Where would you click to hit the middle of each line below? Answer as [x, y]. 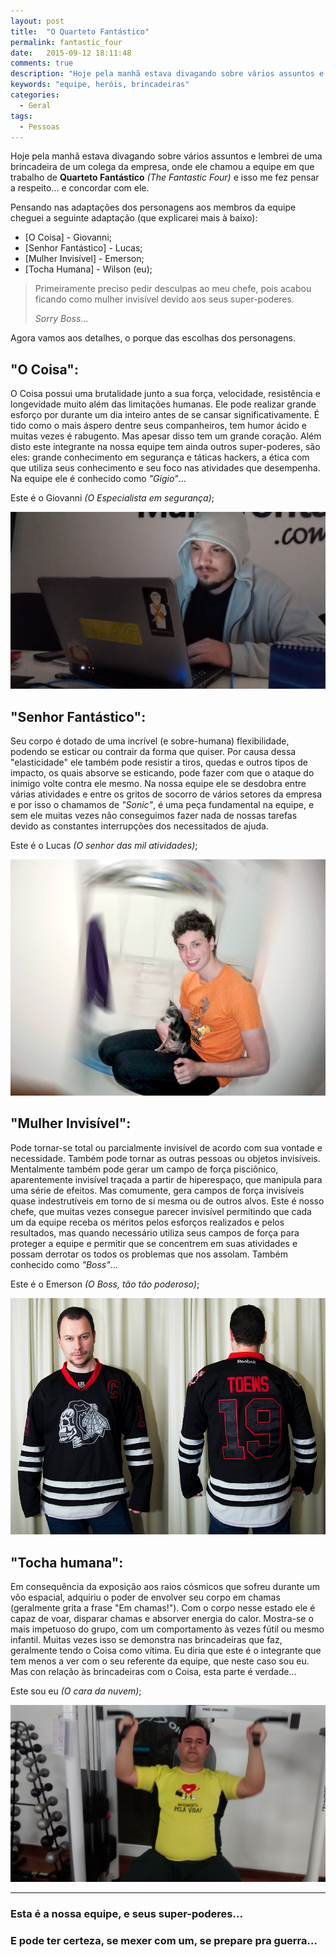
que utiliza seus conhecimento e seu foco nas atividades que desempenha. [165, 468]
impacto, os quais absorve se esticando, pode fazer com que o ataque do [162, 773]
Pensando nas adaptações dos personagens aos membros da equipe [153, 207]
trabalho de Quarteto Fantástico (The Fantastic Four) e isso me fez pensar [165, 177]
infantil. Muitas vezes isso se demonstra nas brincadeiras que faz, [146, 1640]
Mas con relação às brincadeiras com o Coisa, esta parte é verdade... [153, 1672]
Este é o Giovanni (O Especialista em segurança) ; [112, 498]
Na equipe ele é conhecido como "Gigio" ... [98, 479]
